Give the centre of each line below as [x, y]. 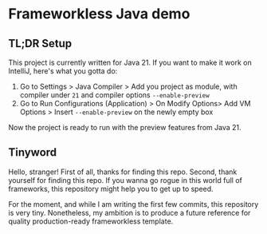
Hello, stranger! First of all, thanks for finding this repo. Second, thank [123, 172]
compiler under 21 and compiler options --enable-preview [114, 95]
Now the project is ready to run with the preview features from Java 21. [125, 127]
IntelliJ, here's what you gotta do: [63, 71]
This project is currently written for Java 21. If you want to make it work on [130, 62]
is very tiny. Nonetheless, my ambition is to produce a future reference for [130, 212]
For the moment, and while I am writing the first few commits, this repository [133, 204]
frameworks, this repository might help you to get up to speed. [111, 188]
